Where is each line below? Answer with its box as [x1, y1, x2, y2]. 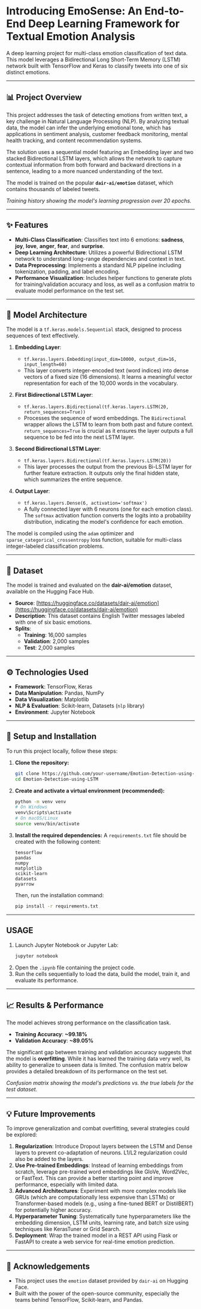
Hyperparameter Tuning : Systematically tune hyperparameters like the [14, 1213, 191, 1220]
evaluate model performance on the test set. [14, 286, 124, 294]
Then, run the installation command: [14, 891, 104, 898]
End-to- [144, 4, 184, 18]
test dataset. [6, 1086, 38, 1093]
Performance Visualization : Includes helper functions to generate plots [14, 274, 193, 281]
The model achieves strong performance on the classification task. [6, 1019, 171, 1026]
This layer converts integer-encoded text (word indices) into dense [23, 367, 189, 374]
